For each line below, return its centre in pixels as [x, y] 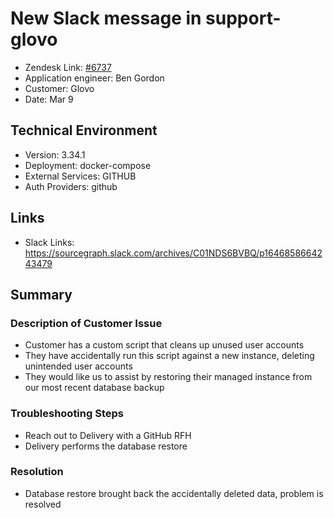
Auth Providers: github [71, 186]
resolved [43, 504]
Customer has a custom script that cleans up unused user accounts [164, 345]
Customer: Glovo [59, 88]
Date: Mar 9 [49, 99]
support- [243, 18]
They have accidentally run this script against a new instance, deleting [169, 356]
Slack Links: [49, 242]
